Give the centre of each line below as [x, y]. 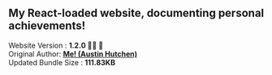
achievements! [47, 26]
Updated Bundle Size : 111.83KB [62, 62]
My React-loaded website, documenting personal [136, 13]
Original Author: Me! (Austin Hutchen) [73, 54]
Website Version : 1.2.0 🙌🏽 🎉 [56, 45]
